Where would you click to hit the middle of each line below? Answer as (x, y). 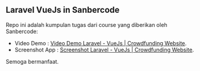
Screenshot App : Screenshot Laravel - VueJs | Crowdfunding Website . (104, 50)
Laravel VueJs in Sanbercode (63, 10)
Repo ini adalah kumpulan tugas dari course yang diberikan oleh (87, 24)
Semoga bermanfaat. (32, 61)
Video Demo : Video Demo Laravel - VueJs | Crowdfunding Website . (101, 43)
